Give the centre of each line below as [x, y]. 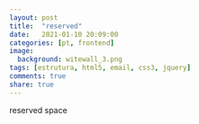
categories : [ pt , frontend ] [62, 43]
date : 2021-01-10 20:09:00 [64, 34]
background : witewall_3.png [70, 59]
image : [22, 51]
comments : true [38, 76]
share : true [32, 84]
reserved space [38, 110]
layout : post [34, 18]
